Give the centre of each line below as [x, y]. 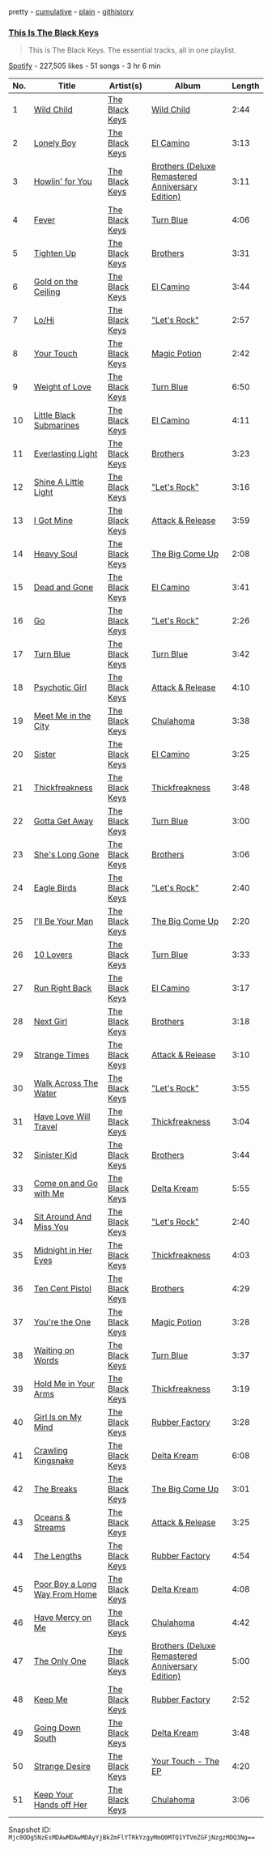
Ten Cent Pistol [62, 1289]
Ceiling [47, 292]
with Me [49, 1193]
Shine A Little [59, 483]
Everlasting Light [66, 454]
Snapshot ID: [30, 1830]
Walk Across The [66, 1083]
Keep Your [53, 1795]
